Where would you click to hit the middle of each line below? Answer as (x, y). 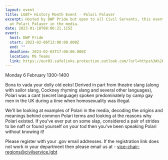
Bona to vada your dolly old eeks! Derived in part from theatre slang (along (82, 85)
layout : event (20, 10)
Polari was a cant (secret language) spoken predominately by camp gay (79, 95)
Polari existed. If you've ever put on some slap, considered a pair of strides (82, 121)
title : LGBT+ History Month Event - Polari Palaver (60, 14)
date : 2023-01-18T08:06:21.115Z (39, 28)
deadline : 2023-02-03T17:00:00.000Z (48, 51)
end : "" (18, 47)
